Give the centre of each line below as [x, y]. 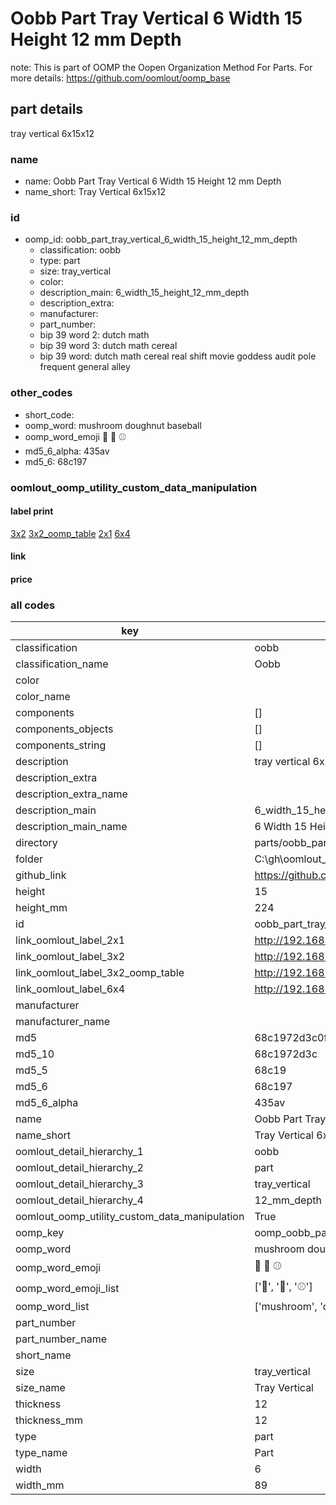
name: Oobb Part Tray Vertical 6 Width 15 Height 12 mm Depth [153, 181]
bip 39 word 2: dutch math [94, 335]
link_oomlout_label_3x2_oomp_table [100, 973]
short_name [43, 1355]
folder [29, 859]
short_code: [49, 414]
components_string [61, 745]
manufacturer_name [63, 1022]
